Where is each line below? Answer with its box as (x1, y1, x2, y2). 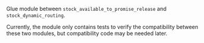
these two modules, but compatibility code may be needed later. (6, 30, 167, 37)
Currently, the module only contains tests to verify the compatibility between (6, 24, 199, 30)
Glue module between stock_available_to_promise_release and (6, 5, 167, 12)
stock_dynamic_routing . (6, 12, 66, 19)
